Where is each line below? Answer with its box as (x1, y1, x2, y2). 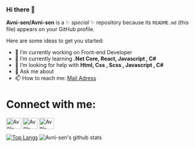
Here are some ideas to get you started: (6, 37, 104, 44)
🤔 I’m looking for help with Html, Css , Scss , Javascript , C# (14, 62, 164, 69)
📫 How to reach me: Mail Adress (14, 75, 97, 82)
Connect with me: (6, 98, 97, 111)
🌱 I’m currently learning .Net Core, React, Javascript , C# (14, 55, 157, 62)
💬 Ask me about (14, 68, 54, 75)
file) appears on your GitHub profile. (6, 26, 95, 33)
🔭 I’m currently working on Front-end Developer (14, 49, 132, 56)
